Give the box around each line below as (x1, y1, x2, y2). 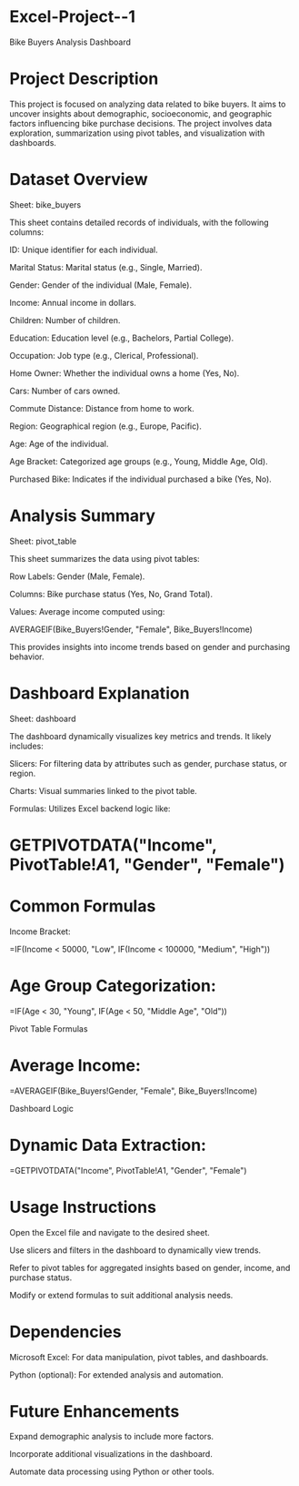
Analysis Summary (9, 505, 156, 525)
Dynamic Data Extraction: (9, 1135, 207, 1155)
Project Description (9, 68, 159, 89)
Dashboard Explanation (9, 683, 190, 703)
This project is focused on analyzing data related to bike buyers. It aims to (9, 98, 286, 109)
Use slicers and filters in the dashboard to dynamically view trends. (9, 1245, 262, 1256)
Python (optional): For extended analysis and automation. (9, 1369, 224, 1380)
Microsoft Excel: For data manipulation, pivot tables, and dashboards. (9, 1351, 269, 1362)
